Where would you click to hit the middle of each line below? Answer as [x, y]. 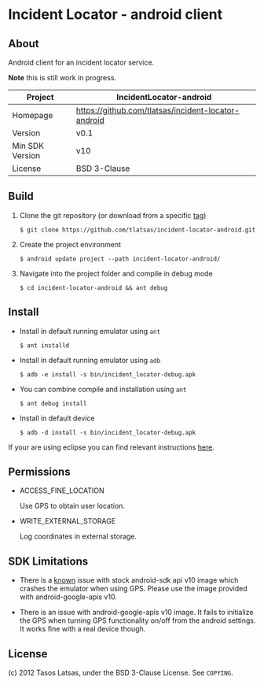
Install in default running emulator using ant [90, 331]
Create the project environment [70, 244]
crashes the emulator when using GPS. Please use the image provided [133, 589]
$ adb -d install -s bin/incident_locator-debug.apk [108, 432]
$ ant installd [44, 345]
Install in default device [57, 418]
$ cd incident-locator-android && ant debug [93, 288]
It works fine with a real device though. [82, 629]
